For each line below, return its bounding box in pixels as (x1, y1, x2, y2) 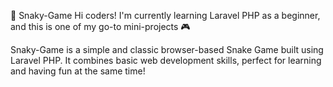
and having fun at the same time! (10, 65, 146, 77)
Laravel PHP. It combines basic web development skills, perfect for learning (10, 55, 322, 66)
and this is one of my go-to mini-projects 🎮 (10, 21, 191, 32)
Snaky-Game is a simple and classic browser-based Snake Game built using (10, 44, 324, 55)
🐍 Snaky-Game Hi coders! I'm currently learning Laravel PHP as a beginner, (10, 10, 321, 21)
